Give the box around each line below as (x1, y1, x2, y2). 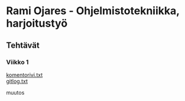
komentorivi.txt (6, 71, 43, 78)
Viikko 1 (6, 58, 29, 66)
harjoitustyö (6, 17, 68, 30)
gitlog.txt (6, 77, 28, 84)
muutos (6, 89, 25, 96)
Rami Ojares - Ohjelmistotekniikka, (6, 4, 180, 18)
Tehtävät (6, 40, 40, 50)
